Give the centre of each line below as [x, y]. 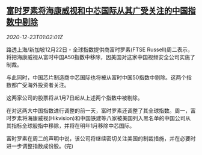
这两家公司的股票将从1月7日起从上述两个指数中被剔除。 [75, 98]
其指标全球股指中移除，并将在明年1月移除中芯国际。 [71, 125]
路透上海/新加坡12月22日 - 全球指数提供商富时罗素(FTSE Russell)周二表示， [100, 49]
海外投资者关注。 [48, 85]
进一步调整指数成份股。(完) [40, 146]
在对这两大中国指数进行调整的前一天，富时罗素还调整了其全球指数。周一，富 [101, 110]
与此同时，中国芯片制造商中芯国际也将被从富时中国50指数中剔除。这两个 [96, 77]
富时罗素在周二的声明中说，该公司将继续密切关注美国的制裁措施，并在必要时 [101, 138]
